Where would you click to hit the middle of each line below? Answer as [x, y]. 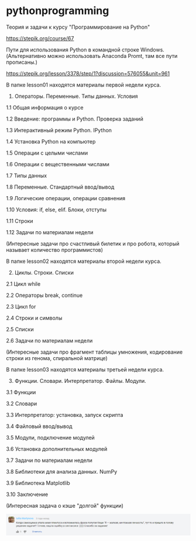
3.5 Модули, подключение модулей [50, 437]
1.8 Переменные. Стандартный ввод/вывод [60, 187]
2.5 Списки [20, 329]
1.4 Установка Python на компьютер [51, 141]
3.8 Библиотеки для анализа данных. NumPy [62, 471]
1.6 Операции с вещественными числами [58, 164]
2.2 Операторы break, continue [44, 295]
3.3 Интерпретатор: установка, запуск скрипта [65, 415]
